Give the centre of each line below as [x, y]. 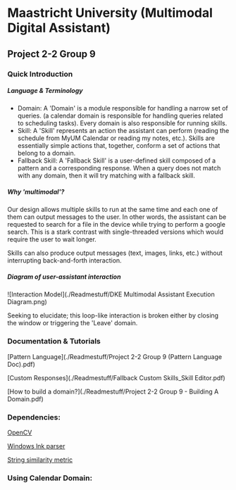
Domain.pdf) [25, 398]
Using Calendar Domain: [50, 478]
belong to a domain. [46, 153]
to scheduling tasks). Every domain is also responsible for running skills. [122, 123]
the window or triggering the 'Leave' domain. [73, 323]
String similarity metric [40, 460]
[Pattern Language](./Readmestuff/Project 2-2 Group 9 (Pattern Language [115, 356]
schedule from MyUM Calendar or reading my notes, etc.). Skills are [116, 138]
